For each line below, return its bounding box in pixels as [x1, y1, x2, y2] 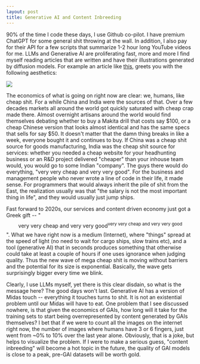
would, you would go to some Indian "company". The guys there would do [6, 162, 188, 169]
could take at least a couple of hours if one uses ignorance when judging [6, 250, 186, 257]
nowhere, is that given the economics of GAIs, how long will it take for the [6, 307, 187, 314]
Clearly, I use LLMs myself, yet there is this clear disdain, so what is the [6, 281, 181, 288]
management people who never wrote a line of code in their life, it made [6, 174, 183, 181]
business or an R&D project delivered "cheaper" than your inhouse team [6, 155, 184, 162]
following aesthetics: [6, 69, 57, 76]
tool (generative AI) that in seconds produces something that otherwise [6, 244, 181, 251]
